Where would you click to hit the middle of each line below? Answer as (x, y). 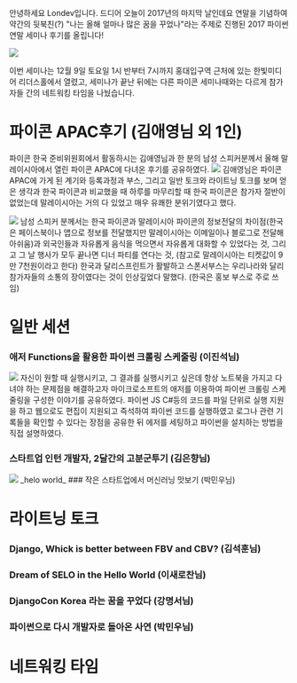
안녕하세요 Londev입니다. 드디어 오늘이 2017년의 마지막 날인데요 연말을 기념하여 (148, 13)
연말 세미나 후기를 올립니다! (57, 35)
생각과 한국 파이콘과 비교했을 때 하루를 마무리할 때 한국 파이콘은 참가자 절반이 (152, 191)
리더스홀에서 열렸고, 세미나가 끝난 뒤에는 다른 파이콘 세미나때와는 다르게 (143, 82)
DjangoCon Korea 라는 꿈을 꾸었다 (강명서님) (102, 601)
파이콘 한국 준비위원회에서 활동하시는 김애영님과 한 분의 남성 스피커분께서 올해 (144, 158)
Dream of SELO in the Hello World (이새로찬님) (108, 575)
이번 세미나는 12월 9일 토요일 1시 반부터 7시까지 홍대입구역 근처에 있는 (130, 71)
